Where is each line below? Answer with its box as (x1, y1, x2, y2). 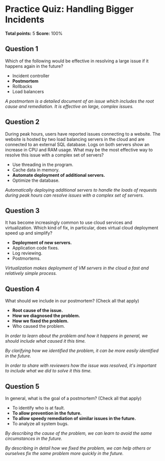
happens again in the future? (5, 63, 64, 69)
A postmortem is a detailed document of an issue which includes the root (5, 98, 154, 104)
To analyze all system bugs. (12, 421, 69, 426)
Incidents (5, 14, 44, 25)
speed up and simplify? (5, 230, 53, 236)
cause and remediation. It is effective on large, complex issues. (5, 103, 134, 109)
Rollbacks (12, 83, 33, 89)
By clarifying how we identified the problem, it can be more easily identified (5, 348, 159, 354)
